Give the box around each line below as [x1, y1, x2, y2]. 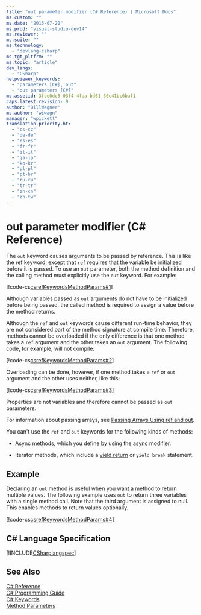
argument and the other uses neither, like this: [6, 375, 120, 382]
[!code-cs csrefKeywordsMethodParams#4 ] [6, 516, 114, 523]
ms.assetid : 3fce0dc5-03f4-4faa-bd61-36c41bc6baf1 [6, 93, 136, 99]
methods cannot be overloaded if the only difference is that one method [6, 332, 185, 339]
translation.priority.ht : [6, 121, 71, 127]
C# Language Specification [6, 533, 111, 543]
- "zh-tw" [11, 194, 36, 200]
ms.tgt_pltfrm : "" [6, 54, 52, 60]
